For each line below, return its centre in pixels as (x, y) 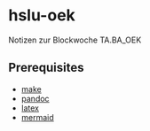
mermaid (37, 117)
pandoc (35, 98)
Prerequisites (46, 68)
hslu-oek (42, 15)
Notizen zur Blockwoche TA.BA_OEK (75, 40)
